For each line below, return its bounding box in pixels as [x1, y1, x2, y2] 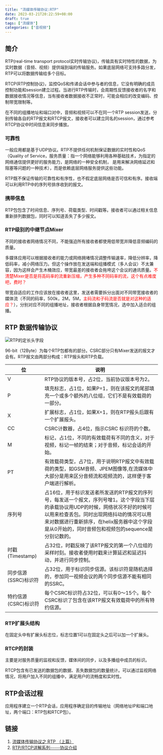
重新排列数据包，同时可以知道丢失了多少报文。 [5, 213, 98, 219]
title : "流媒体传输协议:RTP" [5, 7, 59, 12]
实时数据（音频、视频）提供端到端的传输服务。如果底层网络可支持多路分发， [5, 64, 158, 70]
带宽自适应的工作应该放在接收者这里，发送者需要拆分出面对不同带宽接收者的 [5, 289, 158, 295]
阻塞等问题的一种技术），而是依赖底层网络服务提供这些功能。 [5, 165, 126, 171]
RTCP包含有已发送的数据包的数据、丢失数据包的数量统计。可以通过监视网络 [5, 667, 157, 673]
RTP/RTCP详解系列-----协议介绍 [12, 744, 77, 750]
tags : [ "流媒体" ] [5, 20, 38, 26]
